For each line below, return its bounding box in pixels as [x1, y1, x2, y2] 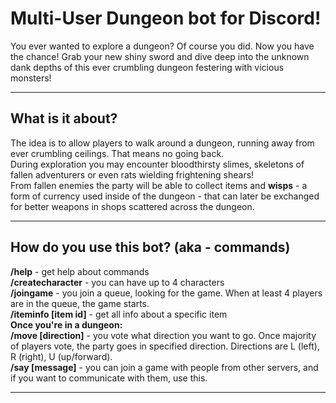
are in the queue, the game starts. [10, 297, 150, 309]
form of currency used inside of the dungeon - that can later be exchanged [10, 190, 320, 202]
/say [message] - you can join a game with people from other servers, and [10, 361, 319, 373]
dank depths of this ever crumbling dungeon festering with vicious [10, 61, 285, 73]
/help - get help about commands [10, 265, 150, 277]
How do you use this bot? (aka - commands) [10, 239, 291, 256]
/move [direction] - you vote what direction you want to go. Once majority [10, 329, 317, 341]
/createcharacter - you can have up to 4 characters [10, 276, 225, 288]
